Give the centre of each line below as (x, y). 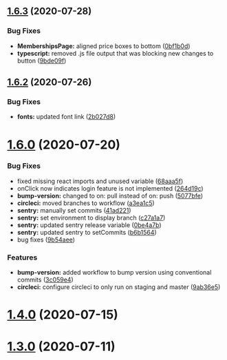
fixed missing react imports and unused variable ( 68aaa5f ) (100, 181)
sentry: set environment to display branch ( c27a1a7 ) (91, 218)
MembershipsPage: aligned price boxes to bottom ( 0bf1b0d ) (104, 46)
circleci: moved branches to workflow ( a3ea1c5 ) (86, 203)
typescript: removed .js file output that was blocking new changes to (115, 53)
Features (22, 257)
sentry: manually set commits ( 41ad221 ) (74, 210)
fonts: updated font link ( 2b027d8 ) (66, 117)
